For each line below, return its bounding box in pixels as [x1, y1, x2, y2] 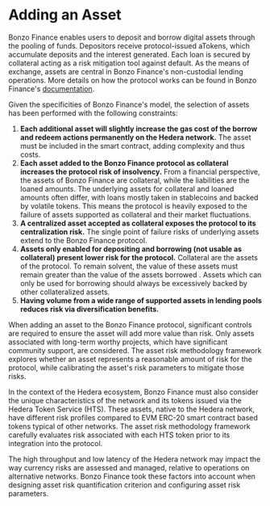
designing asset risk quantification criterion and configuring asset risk [8, 479, 241, 490]
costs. [19, 150, 41, 159]
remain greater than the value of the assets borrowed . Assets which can [19, 269, 262, 280]
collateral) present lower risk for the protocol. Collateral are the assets [19, 252, 258, 262]
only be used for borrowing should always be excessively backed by [19, 278, 248, 288]
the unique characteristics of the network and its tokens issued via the [8, 395, 242, 405]
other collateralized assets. [19, 287, 110, 297]
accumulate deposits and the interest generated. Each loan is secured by [8, 49, 251, 59]
